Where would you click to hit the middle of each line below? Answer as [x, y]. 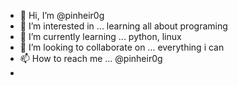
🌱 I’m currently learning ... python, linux [100, 36]
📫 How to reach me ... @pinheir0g [91, 58]
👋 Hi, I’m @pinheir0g [62, 15]
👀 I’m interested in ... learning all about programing [123, 26]
